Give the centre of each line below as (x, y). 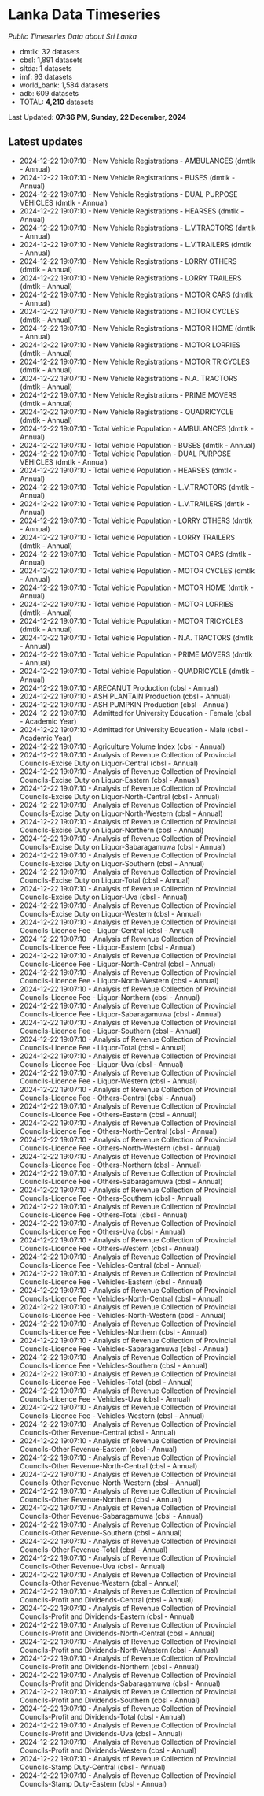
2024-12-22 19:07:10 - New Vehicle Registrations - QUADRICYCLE (126, 412)
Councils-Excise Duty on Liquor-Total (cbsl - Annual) (105, 880)
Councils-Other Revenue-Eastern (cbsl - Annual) (98, 1449)
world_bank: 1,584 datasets (64, 85)
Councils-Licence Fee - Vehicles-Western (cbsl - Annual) (112, 1416)
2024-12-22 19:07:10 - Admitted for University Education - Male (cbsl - (134, 729)
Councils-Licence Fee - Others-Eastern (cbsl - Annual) (108, 1114)
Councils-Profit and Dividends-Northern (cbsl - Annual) (109, 1666)
